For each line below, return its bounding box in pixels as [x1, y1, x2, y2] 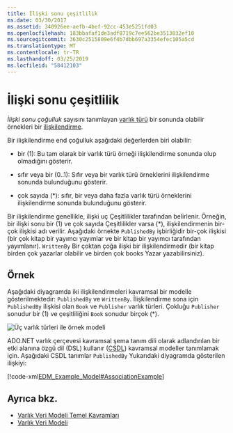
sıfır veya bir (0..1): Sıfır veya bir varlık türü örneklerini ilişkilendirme [17, 170, 210, 178]
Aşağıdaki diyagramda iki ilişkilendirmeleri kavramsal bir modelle [7, 288, 193, 296]
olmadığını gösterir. [17, 157, 73, 165]
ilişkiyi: [7, 359, 26, 368]
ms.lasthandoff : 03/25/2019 [7, 56, 89, 63]
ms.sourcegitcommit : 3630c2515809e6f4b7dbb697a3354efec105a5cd [7, 36, 195, 43]
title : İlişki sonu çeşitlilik [7, 10, 98, 17]
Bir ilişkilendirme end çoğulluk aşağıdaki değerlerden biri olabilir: [7, 136, 193, 144]
